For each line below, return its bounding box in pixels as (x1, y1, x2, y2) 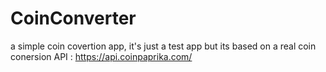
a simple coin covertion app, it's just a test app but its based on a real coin (10, 40, 317, 52)
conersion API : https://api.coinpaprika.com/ (10, 50, 193, 62)
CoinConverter (10, 7, 137, 30)
